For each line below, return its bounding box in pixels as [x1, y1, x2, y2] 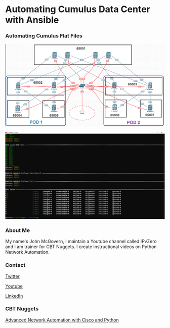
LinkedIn [5, 293, 23, 299]
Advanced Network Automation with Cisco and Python [5, 317, 119, 323]
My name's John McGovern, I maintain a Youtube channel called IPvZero [5, 239, 157, 245]
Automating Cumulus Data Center [5, 4, 150, 15]
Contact [5, 262, 26, 269]
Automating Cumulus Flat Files [5, 32, 82, 39]
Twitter [5, 273, 20, 279]
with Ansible [5, 14, 59, 26]
